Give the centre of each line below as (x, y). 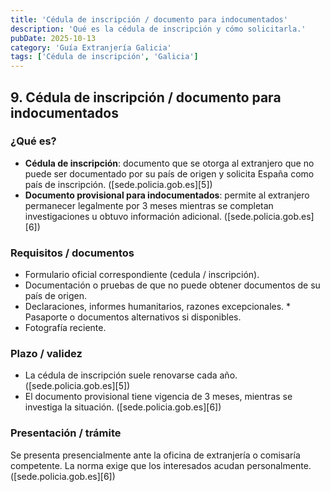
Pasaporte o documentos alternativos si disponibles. (133, 317)
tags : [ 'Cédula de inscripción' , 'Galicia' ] (104, 57)
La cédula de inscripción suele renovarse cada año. (131, 375)
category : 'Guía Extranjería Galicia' (91, 47)
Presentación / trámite (66, 433)
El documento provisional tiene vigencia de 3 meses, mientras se (158, 397)
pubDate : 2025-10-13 (53, 38)
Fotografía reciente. (65, 328)
